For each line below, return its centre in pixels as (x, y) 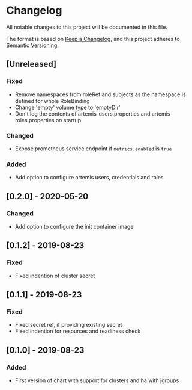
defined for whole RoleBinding (52, 101)
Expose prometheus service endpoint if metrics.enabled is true (93, 149)
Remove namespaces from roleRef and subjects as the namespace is (100, 94)
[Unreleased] (31, 64)
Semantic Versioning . (32, 45)
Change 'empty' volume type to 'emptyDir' (67, 107)
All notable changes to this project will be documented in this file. (87, 27)
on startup (68, 120)
